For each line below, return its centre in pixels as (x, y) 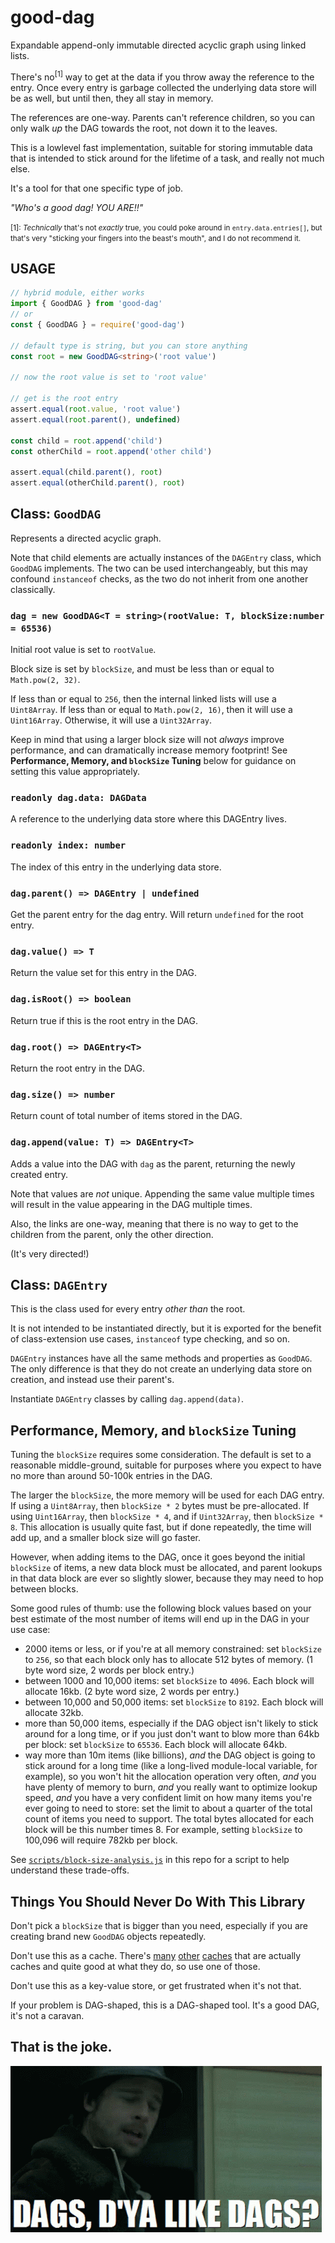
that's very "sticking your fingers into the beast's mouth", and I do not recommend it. (156, 238)
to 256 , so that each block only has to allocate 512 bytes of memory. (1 (168, 1660)
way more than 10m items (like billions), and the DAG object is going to (170, 1755)
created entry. (39, 1174)
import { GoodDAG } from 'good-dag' (86, 304)
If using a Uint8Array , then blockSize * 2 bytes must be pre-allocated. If (160, 1506)
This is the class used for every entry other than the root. (128, 1309)
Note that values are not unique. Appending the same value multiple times (162, 1193)
